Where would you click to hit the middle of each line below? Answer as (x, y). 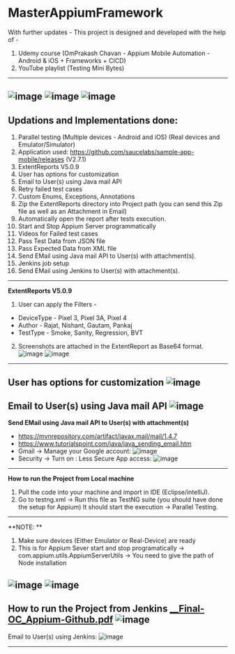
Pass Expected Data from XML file (67, 249)
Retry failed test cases (50, 189)
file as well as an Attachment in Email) (73, 212)
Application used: (43, 152)
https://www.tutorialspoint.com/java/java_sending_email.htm (105, 444)
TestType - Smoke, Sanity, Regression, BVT (81, 333)
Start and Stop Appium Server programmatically (87, 226)
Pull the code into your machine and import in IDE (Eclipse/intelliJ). (114, 492)
